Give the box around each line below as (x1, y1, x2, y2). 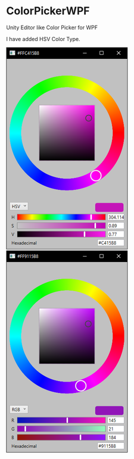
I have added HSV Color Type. (6, 35, 80, 42)
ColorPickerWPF (6, 4, 91, 18)
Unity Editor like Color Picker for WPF (6, 24, 98, 31)
